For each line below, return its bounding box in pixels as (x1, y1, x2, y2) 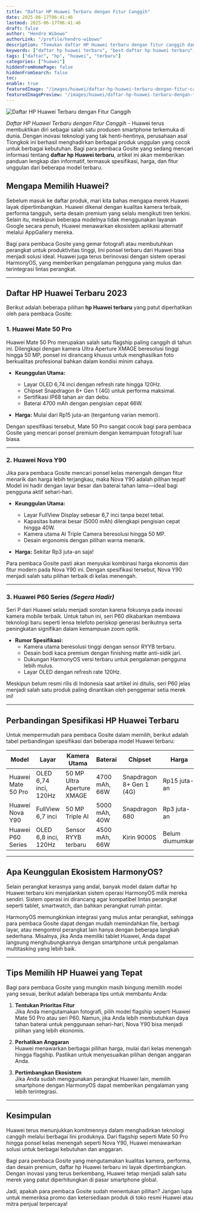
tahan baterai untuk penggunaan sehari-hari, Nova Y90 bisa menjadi (14, 1020, 183, 1027)
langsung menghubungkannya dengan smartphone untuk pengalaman (6, 939, 179, 946)
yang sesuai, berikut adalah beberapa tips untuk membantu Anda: (6, 990, 168, 997)
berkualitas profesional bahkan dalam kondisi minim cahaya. (6, 358, 154, 365)
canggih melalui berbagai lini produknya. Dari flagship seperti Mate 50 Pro (6, 1133, 189, 1140)
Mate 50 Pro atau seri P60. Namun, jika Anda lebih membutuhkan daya (14, 1014, 189, 1021)
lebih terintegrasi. (14, 1087, 58, 1095)
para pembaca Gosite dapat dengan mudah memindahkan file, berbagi (6, 920, 180, 927)
